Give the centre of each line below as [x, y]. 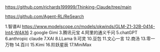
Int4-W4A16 [17, 33]
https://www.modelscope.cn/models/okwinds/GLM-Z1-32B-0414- [88, 26]
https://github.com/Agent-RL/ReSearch [45, 16]
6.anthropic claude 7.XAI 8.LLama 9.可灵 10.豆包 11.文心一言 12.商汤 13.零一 [80, 39]
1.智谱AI [13, 26]
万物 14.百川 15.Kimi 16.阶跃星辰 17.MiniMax [48, 45]
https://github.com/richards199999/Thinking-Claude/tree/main [68, 7]
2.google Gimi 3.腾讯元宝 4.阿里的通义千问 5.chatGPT [84, 33]
